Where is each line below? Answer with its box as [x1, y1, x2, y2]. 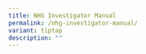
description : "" [8, 33, 63, 42]
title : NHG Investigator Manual [8, 11, 116, 20]
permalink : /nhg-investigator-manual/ [8, 19, 138, 27]
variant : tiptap [8, 26, 63, 34]
